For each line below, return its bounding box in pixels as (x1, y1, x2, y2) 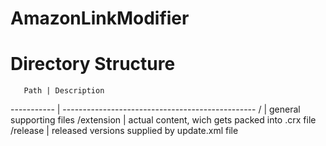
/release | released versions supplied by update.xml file (10, 125, 239, 137)
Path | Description (23, 86, 105, 96)
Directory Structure (10, 53, 176, 76)
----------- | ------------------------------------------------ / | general (10, 103, 301, 116)
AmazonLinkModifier (10, 7, 190, 30)
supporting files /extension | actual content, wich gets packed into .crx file (10, 114, 317, 126)
